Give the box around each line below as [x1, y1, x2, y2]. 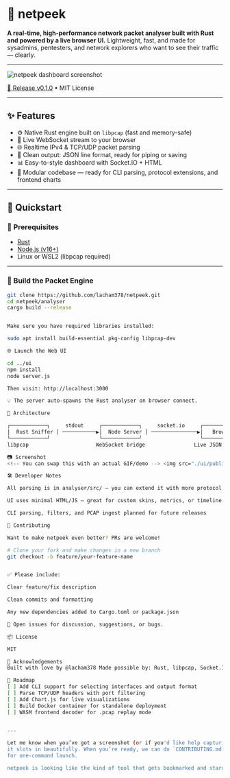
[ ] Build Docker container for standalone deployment [7, 703, 167, 709]
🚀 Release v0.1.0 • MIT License [7, 84, 94, 92]
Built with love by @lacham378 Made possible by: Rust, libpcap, [7, 665, 197, 672]
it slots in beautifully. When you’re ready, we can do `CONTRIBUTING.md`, [7, 746, 228, 753]
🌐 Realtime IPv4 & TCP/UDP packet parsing [16, 143, 140, 151]
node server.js [7, 373, 51, 379]
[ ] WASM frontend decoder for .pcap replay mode [7, 709, 152, 716]
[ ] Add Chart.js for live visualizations [7, 696, 130, 703]
